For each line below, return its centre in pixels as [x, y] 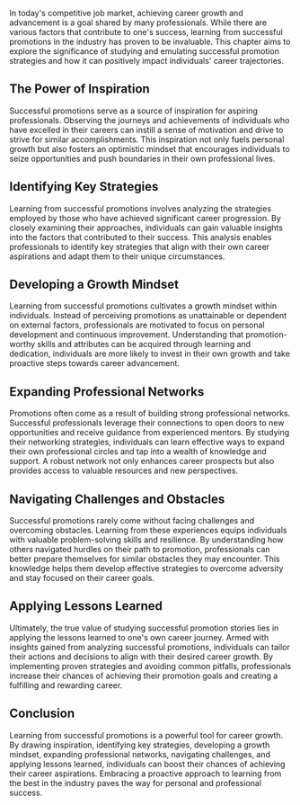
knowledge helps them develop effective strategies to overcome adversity [146, 568]
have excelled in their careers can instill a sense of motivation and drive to [146, 130]
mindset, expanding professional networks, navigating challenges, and [140, 754]
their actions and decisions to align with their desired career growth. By [141, 657]
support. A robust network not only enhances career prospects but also [142, 461]
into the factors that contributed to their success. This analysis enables [141, 237]
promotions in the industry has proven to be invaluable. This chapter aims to [150, 41]
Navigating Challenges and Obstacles [117, 499]
